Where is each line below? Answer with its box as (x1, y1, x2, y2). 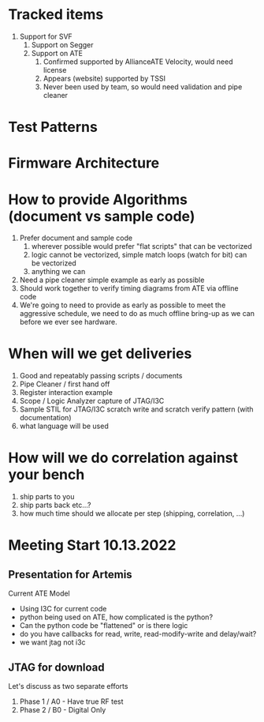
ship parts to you (19, 492, 75, 502)
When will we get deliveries (8, 345, 192, 363)
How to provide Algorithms (8, 190, 188, 209)
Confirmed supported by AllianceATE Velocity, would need (43, 57, 234, 66)
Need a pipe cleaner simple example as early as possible (19, 275, 205, 285)
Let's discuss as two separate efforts (8, 681, 128, 690)
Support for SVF (19, 32, 73, 41)
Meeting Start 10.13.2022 (8, 536, 177, 555)
